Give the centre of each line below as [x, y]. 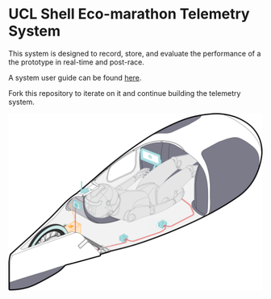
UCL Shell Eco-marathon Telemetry [129, 14]
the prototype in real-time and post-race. [77, 62]
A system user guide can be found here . [75, 77]
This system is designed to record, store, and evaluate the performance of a [135, 53]
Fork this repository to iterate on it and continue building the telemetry [125, 93]
